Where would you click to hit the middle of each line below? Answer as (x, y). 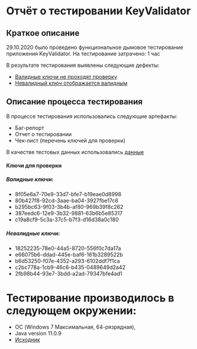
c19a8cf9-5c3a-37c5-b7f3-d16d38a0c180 (67, 220)
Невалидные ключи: (33, 233)
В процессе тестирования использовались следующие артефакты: (92, 116)
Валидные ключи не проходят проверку (66, 77)
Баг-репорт (30, 128)
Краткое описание (43, 33)
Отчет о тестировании (43, 134)
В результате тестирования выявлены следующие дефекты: (83, 65)
